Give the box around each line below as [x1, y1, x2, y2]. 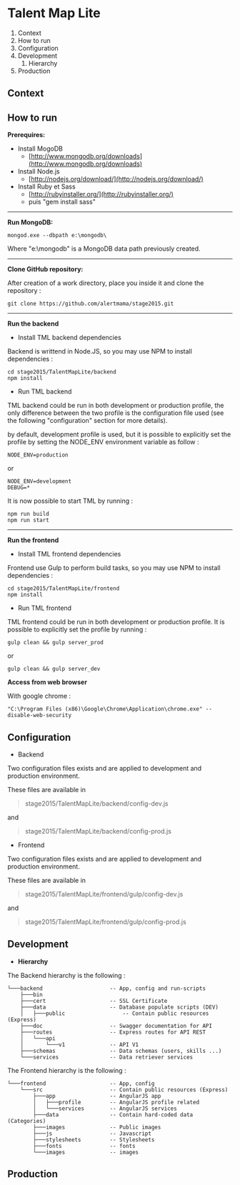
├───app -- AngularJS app [33, 1092, 161, 1099]
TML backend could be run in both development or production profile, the [7, 401, 224, 410]
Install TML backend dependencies [17, 334, 121, 342]
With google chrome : [7, 691, 71, 701]
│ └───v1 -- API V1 [20, 1041, 139, 1048]
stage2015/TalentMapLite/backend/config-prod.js [24, 826, 171, 835]
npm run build [7, 511, 50, 518]
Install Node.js [17, 167, 60, 176]
